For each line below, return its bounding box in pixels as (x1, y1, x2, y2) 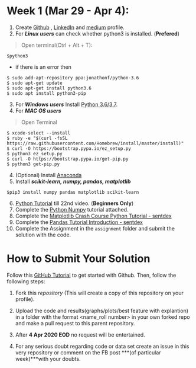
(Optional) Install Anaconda (15, 171, 82, 178)
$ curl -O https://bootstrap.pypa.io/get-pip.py (6, 156, 129, 162)
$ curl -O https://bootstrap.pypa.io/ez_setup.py (6, 145, 132, 152)
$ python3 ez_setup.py (6, 151, 63, 156)
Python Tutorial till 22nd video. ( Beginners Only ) (15, 200, 134, 207)
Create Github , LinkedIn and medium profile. (15, 24, 125, 31)
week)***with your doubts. (15, 355, 81, 362)
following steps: (6, 277, 45, 285)
